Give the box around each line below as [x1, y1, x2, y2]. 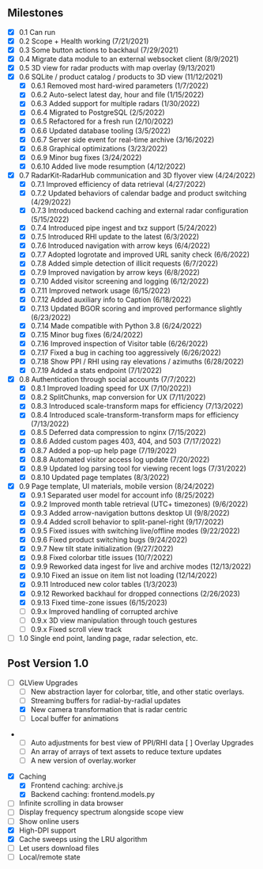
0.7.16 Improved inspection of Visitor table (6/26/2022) [30, 338, 209, 348]
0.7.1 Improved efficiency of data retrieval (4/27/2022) [30, 179, 206, 189]
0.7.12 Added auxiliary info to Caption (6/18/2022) [30, 295, 192, 304]
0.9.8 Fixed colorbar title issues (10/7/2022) [30, 553, 173, 562]
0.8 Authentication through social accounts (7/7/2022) [18, 375, 197, 384]
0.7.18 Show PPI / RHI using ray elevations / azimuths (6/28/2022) [30, 356, 244, 366]
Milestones [7, 6, 64, 20]
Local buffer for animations [30, 713, 119, 723]
